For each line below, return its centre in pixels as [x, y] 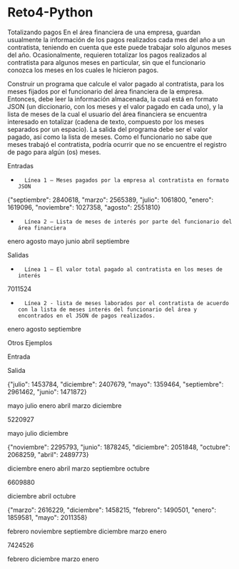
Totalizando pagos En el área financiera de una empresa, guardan [104, 32]
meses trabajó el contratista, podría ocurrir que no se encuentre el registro [117, 144]
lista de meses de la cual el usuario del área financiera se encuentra [107, 114]
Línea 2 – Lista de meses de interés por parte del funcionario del [128, 222]
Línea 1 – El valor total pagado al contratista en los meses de [123, 269]
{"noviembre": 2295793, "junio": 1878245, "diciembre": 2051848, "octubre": [119, 447]
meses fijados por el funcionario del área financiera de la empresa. [106, 91]
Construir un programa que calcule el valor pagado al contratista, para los [116, 83]
